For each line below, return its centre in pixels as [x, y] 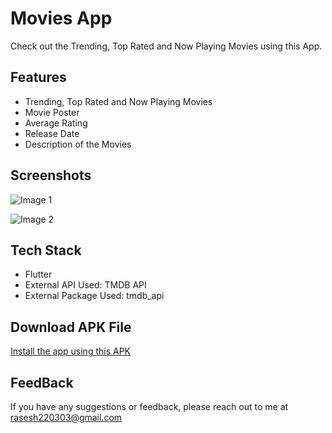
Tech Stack [46, 250]
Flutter [38, 274]
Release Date [52, 133]
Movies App [61, 18]
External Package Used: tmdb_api [94, 296]
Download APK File [71, 327]
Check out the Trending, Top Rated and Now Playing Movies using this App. [166, 46]
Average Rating [56, 123]
